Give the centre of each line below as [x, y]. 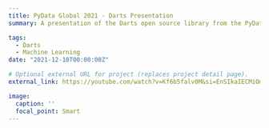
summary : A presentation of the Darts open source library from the [125, 23]
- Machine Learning [48, 53]
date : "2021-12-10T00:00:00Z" [59, 60]
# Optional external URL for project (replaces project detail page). [128, 74]
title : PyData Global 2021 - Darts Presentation [91, 16]
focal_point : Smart [48, 111]
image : [19, 96]
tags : [17, 38]
